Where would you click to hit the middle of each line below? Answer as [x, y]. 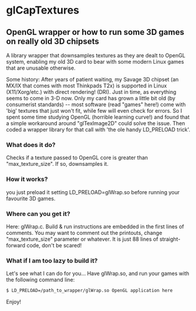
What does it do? [31, 145]
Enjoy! [14, 302]
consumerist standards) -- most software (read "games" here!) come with [96, 104]
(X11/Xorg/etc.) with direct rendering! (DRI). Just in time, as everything [91, 92]
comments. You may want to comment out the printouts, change [84, 233]
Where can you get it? [38, 214]
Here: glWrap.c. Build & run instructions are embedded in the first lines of [95, 226]
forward [16, 245]
